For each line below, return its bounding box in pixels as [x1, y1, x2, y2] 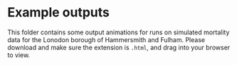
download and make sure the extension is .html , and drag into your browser [7, 43, 231, 51]
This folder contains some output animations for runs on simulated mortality [7, 28, 230, 36]
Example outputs [7, 4, 110, 21]
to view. [7, 51, 31, 59]
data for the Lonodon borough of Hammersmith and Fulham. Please [7, 35, 205, 44]
